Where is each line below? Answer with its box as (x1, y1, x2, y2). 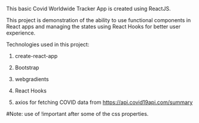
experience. (6, 29, 36, 36)
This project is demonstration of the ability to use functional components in (6, 17, 191, 23)
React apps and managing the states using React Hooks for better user (6, 23, 181, 30)
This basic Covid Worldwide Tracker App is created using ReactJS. (6, 5, 172, 12)
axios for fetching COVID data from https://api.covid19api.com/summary (14, 99, 193, 106)
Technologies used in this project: (6, 41, 90, 48)
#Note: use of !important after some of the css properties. (6, 110, 149, 117)
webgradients (14, 76, 49, 82)
